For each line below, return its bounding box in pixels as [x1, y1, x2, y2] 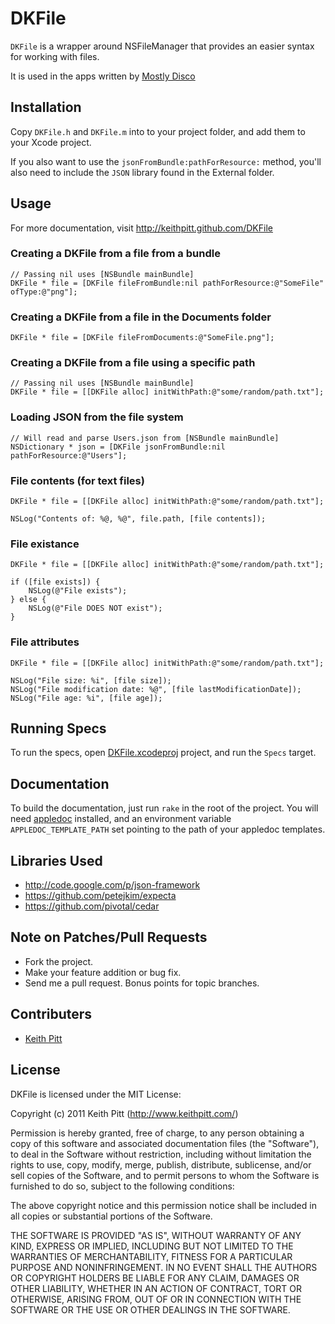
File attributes [10, 635, 80, 649]
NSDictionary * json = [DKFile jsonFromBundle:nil [10, 442, 226, 452]
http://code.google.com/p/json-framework [24, 879, 201, 891]
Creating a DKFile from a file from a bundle [10, 247, 221, 261]
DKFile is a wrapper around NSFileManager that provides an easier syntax [10, 40, 315, 52]
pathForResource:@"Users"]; [10, 450, 128, 461]
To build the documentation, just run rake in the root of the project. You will [10, 802, 319, 814]
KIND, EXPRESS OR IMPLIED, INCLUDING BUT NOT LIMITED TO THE [10, 1240, 294, 1252]
